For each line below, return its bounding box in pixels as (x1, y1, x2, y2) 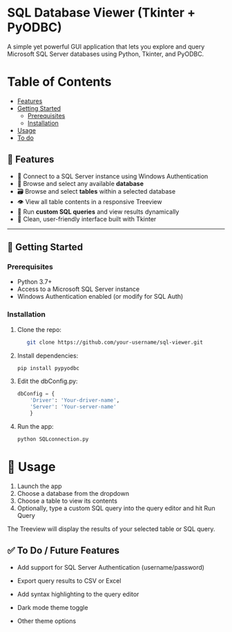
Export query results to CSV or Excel (17, 576, 122, 585)
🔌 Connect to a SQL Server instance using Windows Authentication (17, 171, 209, 180)
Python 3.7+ (17, 278, 52, 286)
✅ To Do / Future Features (7, 545, 119, 557)
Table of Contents (7, 74, 112, 90)
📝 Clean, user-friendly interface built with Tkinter (17, 214, 157, 223)
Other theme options (17, 617, 77, 625)
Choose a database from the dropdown (17, 489, 130, 497)
